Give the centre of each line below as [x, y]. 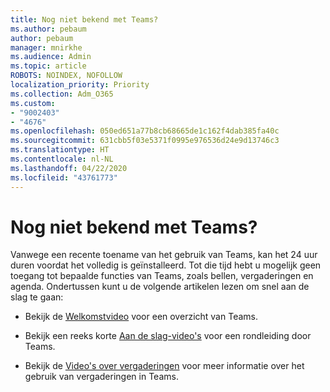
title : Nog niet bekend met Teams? [84, 19]
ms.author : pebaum [48, 29]
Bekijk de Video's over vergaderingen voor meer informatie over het [164, 366]
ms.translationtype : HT [60, 150]
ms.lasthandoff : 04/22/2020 [69, 168]
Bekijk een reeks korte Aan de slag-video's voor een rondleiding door [168, 336]
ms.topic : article [48, 66]
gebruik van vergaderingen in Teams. [101, 377]
